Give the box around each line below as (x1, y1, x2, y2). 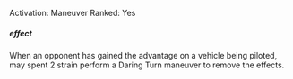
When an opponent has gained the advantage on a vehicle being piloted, (9, 50, 278, 60)
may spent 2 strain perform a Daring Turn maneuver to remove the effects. (9, 59, 285, 70)
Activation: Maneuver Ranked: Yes (9, 8, 136, 18)
